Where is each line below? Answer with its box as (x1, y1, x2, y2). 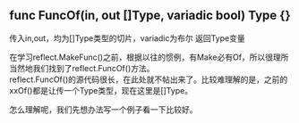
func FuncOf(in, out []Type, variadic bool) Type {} (9, 8, 291, 23)
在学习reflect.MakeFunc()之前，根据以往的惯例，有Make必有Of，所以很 (9, 52, 274, 62)
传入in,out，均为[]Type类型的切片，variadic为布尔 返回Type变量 (9, 32, 245, 44)
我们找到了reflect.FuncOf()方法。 (32, 62, 155, 73)
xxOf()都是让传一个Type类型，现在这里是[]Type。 (9, 85, 193, 95)
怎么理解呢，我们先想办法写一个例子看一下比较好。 (9, 103, 198, 115)
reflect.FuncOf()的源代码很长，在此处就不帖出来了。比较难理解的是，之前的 (9, 74, 288, 85)
